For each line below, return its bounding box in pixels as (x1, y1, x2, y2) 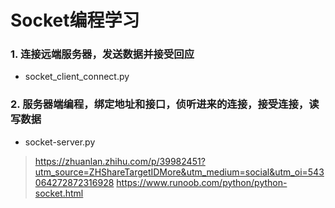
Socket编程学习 (10, 9, 140, 32)
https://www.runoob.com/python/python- (116, 176, 288, 188)
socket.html (34, 187, 84, 199)
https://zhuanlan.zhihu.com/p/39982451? (34, 155, 206, 167)
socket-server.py (24, 136, 96, 148)
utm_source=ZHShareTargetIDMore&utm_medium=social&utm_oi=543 (34, 166, 325, 178)
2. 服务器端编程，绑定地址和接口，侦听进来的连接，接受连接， (10, 97, 310, 111)
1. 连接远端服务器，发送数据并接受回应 (10, 47, 195, 61)
